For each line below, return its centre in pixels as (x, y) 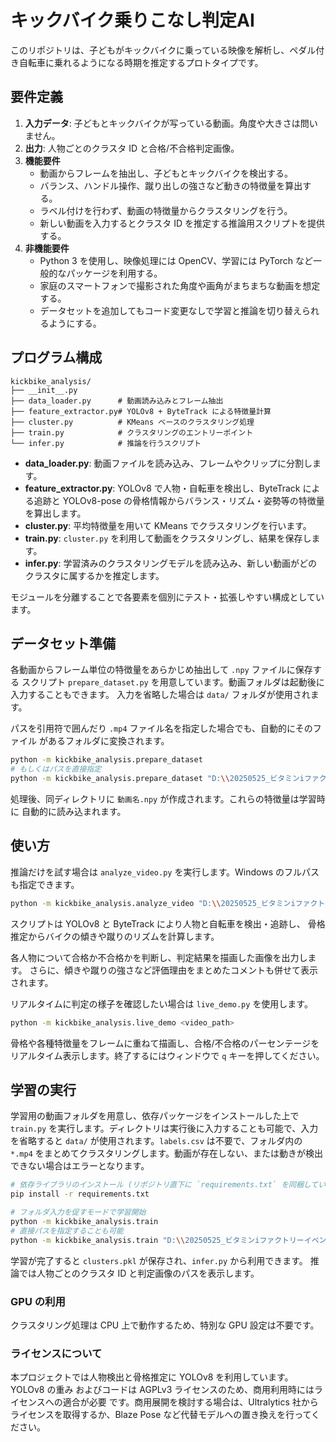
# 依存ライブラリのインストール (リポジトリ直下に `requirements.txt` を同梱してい (168, 1185)
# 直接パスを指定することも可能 (67, 1231)
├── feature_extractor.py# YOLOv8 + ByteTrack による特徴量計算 (141, 411)
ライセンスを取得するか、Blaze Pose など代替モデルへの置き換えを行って (161, 1415)
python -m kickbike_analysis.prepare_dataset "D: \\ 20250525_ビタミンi (157, 779)
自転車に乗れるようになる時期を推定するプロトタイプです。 (141, 62)
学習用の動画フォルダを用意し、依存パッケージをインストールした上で (155, 1116)
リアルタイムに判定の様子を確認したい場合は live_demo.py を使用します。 (161, 1003)
